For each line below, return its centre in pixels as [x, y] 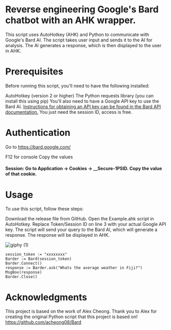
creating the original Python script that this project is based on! [71, 317]
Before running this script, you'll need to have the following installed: [77, 86]
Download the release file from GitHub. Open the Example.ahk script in [80, 219]
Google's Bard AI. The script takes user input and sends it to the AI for [79, 40]
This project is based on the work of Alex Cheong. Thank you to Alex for [81, 312]
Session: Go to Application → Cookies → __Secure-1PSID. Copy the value [84, 169]
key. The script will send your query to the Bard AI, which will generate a [81, 230]
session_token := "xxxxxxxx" [36, 255]
